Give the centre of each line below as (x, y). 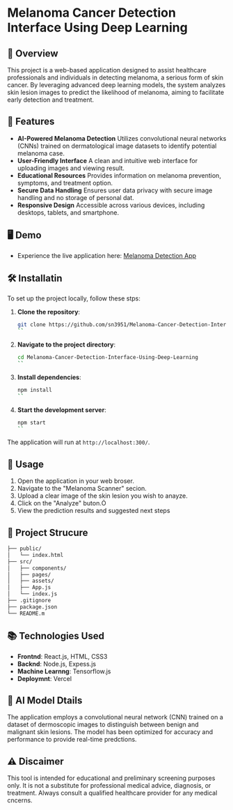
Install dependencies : (49, 377)
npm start (32, 422)
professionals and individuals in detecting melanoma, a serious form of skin (115, 77)
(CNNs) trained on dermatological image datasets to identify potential (117, 146)
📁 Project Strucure (48, 532)
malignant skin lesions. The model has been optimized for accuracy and (110, 732)
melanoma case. (41, 153)
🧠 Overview (33, 53)
